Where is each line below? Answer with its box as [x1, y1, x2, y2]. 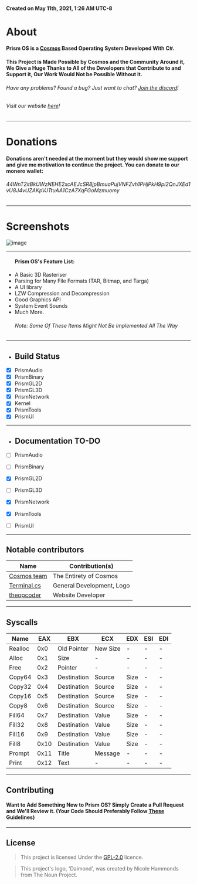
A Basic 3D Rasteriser [14, 271, 67, 278]
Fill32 [9, 721, 25, 729]
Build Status [14, 351, 60, 361]
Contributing [6, 785, 54, 795]
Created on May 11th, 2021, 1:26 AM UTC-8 [6, 5, 113, 12]
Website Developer [52, 591, 106, 599]
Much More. [14, 308, 45, 315]
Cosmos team [9, 572, 47, 580]
